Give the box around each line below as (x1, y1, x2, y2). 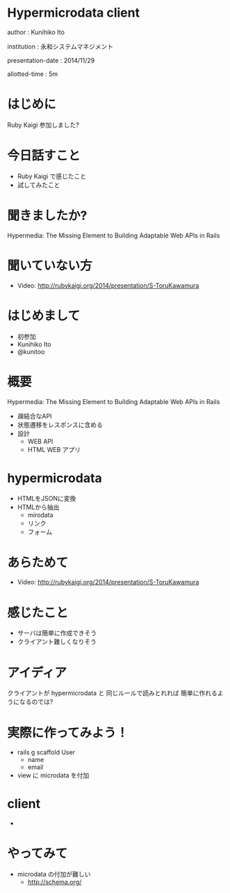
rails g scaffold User (17, 748, 75, 756)
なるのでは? (19, 698, 54, 706)
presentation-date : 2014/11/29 (7, 56, 95, 64)
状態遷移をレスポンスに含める (17, 420, 103, 429)
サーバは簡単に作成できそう (17, 629, 97, 637)
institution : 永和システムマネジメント (7, 42, 114, 50)
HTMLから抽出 (17, 503, 60, 511)
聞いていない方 (7, 258, 92, 273)
